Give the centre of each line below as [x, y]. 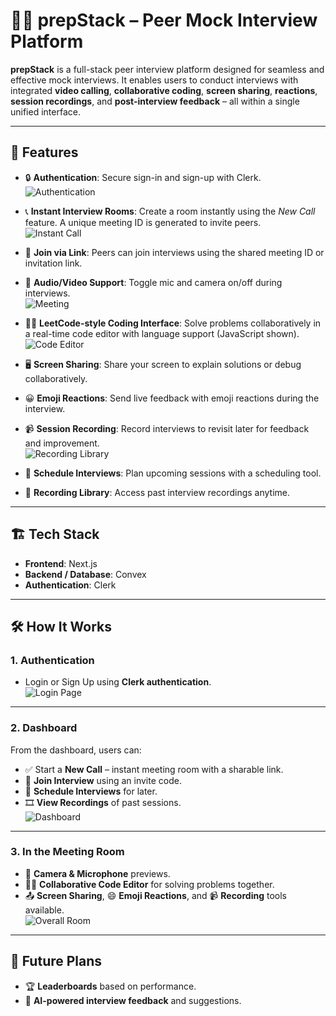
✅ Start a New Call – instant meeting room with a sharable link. [154, 769]
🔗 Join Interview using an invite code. [103, 780]
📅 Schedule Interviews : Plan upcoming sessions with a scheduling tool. [173, 473]
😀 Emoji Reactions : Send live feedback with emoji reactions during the [172, 398]
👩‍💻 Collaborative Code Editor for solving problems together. [149, 884]
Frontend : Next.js [61, 563]
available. [44, 910]
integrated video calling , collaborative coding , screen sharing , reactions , [164, 90]
